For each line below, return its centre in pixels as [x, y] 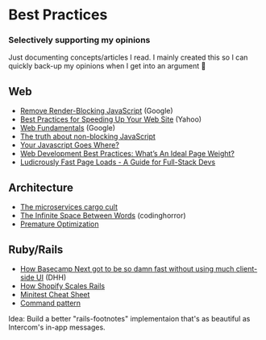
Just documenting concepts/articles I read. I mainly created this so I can [128, 57]
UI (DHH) [51, 277]
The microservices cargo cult [69, 207]
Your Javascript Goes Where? [69, 145]
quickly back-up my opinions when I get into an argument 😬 [107, 66]
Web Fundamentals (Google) [67, 128]
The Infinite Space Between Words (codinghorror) [103, 216]
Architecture [41, 187]
